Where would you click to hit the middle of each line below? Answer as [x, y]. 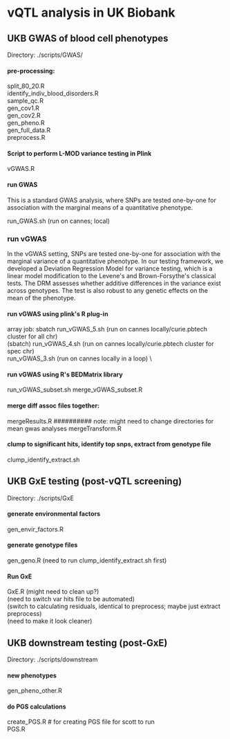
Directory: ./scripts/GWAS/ [45, 55]
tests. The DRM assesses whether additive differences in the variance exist [114, 283]
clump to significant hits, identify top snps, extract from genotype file [109, 444]
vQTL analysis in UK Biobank [92, 13]
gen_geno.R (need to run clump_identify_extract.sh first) [87, 560]
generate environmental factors [54, 514]
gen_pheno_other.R [35, 691]
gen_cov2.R [24, 116]
